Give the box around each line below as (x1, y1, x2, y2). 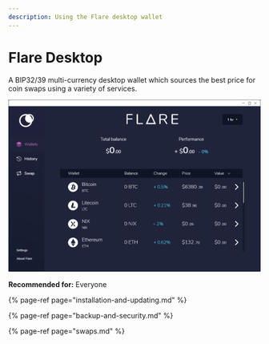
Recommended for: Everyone (8, 280, 107, 289)
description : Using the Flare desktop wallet (8, 13, 163, 21)
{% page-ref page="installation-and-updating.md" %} (8, 295, 187, 305)
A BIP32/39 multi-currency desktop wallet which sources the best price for (8, 75, 256, 84)
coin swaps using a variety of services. (8, 83, 138, 93)
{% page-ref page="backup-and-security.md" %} (8, 311, 174, 321)
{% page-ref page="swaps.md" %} (8, 326, 126, 336)
